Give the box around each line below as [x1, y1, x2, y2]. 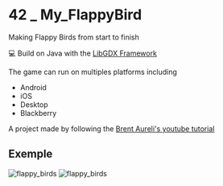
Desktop [19, 99, 48, 110]
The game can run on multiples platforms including [8, 67, 177, 76]
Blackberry [19, 108, 57, 118]
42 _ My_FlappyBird [8, 6, 142, 24]
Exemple [8, 147, 53, 161]
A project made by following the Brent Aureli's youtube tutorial [8, 123, 215, 134]
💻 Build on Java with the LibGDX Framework [8, 48, 157, 58]
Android [19, 82, 47, 92]
